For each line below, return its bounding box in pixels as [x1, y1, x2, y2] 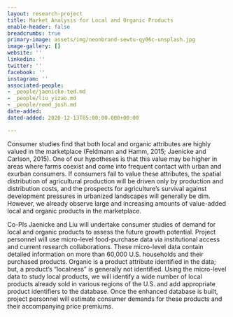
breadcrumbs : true [7, 29, 61, 37]
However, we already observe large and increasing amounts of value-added [7, 199, 226, 207]
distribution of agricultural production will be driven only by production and [7, 176, 224, 185]
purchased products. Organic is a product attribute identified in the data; [7, 257, 216, 266]
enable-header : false [7, 23, 71, 30]
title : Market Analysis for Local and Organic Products [7, 17, 174, 24]
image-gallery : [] [7, 43, 61, 50]
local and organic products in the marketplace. [7, 206, 142, 215]
